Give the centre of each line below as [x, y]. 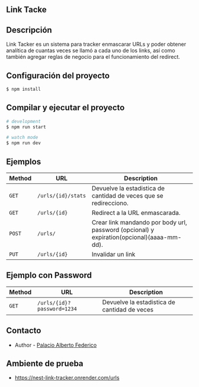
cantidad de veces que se [128, 196]
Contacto [24, 331]
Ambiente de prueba [45, 364]
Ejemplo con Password [49, 275]
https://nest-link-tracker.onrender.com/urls [67, 378]
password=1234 [57, 309]
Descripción [29, 30]
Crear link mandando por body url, [139, 223]
